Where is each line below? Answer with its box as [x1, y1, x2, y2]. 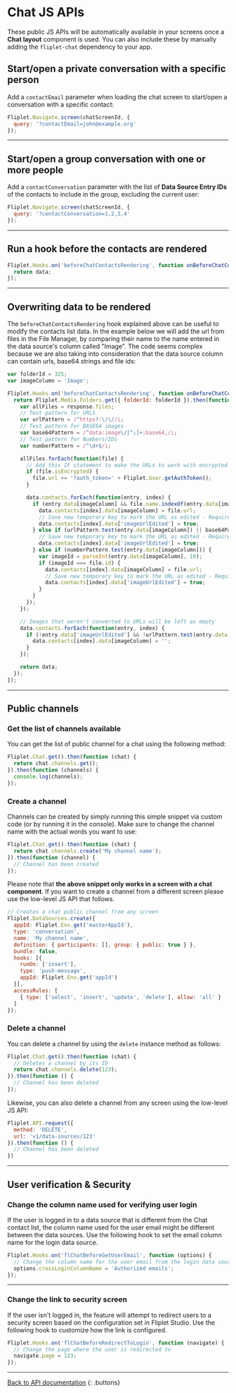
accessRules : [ [13, 987, 58, 994]
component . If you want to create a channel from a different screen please [7, 887, 224, 896]
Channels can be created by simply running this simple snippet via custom [7, 812, 223, 821]
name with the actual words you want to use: [7, 827, 137, 836]
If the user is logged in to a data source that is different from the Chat [7, 1215, 208, 1224]
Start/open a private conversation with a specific [7, 63, 226, 75]
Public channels [7, 702, 79, 715]
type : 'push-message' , [20, 967, 86, 974]
